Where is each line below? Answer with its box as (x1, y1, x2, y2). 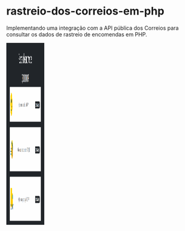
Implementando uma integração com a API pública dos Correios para (6, 24, 179, 32)
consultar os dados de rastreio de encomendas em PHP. (6, 30, 147, 38)
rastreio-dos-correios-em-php (6, 4, 165, 18)
